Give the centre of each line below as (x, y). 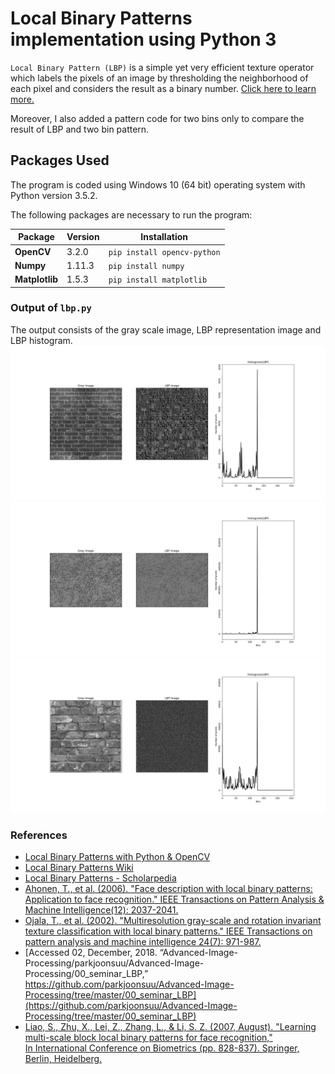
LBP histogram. (41, 340)
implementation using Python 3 (143, 39)
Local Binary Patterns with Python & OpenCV (117, 857)
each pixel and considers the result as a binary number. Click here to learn (163, 88)
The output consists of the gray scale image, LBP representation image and (166, 329)
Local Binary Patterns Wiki (79, 868)
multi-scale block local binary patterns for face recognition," (148, 1038)
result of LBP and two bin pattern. (80, 129)
